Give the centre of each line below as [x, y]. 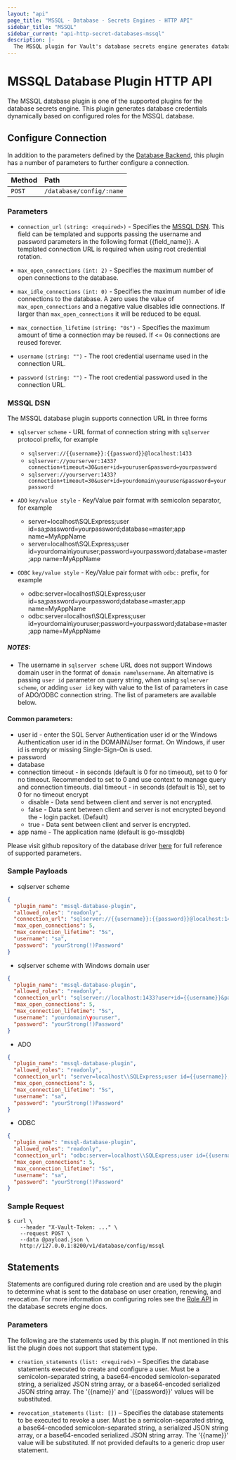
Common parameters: [40, 718]
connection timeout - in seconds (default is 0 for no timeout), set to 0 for [123, 772]
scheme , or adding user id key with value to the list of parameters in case [123, 687]
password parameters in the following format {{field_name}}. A [108, 242]
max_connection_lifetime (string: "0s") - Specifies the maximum [114, 328]
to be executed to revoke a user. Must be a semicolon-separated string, [121, 1420]
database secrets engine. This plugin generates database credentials [107, 108]
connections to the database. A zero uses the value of [96, 299]
